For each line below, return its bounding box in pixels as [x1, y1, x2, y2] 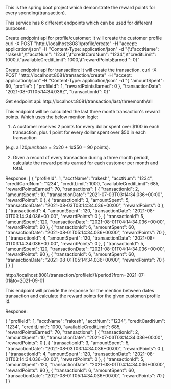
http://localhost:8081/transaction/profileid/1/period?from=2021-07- [5, 272, 146, 278]
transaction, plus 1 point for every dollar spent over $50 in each [12, 129, 146, 135]
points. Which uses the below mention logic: [5, 114, 99, 120]
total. [12, 165, 24, 171]
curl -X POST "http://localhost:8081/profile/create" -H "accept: [5, 40, 138, 47]
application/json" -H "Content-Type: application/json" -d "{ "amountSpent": [5, 78, 164, 83]
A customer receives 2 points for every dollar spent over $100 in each [12, 124, 160, 129]
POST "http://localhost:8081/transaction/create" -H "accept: [5, 72, 132, 78]
